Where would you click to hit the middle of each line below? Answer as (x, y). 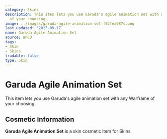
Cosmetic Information (40, 119)
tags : (11, 42)
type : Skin (16, 60)
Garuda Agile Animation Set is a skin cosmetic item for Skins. (69, 131)
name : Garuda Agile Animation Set (41, 33)
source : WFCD (19, 38)
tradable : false (22, 56)
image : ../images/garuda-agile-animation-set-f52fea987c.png (70, 23)
